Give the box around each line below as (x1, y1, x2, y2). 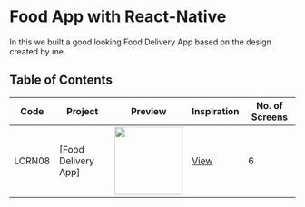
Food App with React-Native (9, 6, 227, 27)
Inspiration (192, 104, 240, 117)
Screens (251, 111, 289, 123)
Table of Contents (9, 73, 113, 88)
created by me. (9, 45, 66, 56)
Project (66, 104, 99, 117)
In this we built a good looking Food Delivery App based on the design (9, 36, 272, 47)
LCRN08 (14, 154, 51, 167)
